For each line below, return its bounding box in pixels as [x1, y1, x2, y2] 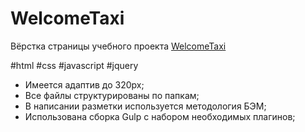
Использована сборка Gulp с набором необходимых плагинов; [24, 110, 296, 122]
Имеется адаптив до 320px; [24, 78, 145, 91]
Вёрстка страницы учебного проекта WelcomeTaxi [10, 40, 227, 52]
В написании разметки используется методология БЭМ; [24, 100, 267, 112]
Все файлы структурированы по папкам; [24, 89, 200, 101]
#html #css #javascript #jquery [10, 59, 139, 71]
